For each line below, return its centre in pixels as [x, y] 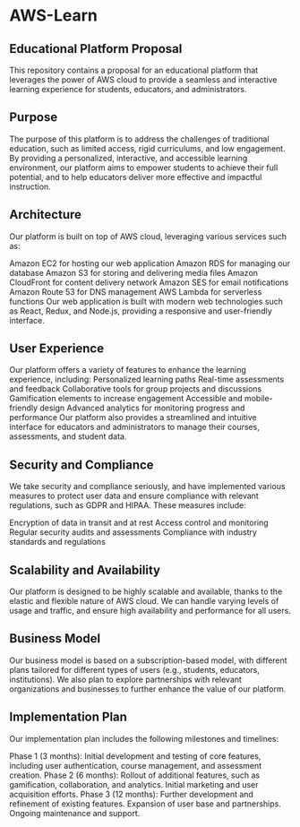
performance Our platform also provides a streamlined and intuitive [133, 418]
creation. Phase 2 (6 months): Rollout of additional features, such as [135, 775]
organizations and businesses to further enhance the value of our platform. [148, 689]
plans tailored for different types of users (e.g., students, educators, [134, 669]
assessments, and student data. [68, 436]
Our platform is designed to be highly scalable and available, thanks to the [146, 591]
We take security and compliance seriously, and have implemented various [147, 487]
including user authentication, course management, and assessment [136, 765]
